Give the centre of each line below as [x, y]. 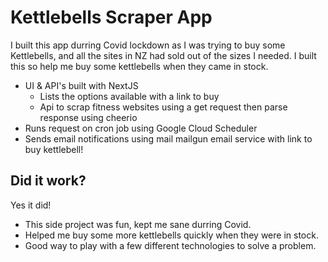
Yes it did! [31, 205]
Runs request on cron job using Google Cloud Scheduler [141, 128]
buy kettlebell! [54, 149]
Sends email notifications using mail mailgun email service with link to [168, 138]
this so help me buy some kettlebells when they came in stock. [139, 66]
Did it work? [48, 181]
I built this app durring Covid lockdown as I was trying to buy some [148, 45]
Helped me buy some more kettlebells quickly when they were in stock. [171, 235]
